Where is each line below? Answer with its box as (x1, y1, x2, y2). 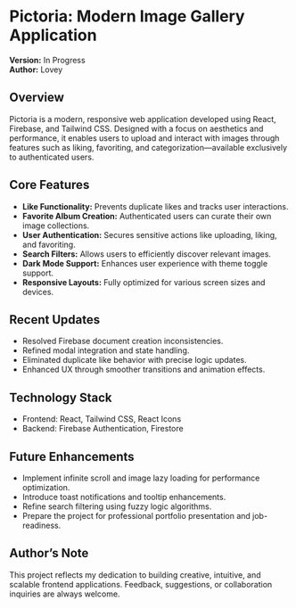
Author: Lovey (9, 64, 63, 75)
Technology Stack (9, 390, 112, 405)
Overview (9, 90, 65, 105)
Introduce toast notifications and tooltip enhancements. (21, 492, 226, 502)
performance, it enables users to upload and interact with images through (9, 132, 280, 144)
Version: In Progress (9, 54, 86, 65)
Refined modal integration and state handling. (21, 345, 190, 356)
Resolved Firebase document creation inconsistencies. (21, 336, 224, 347)
